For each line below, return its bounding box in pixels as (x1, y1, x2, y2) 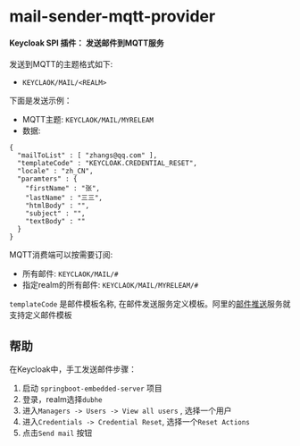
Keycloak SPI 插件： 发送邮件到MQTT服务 (9, 38, 165, 48)
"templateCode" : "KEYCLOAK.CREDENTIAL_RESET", (17, 159, 198, 168)
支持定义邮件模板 (9, 310, 72, 321)
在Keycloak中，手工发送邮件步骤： (9, 364, 137, 374)
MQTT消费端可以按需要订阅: (9, 249, 113, 260)
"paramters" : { (17, 174, 78, 184)
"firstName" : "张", (25, 184, 101, 193)
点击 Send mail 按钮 (21, 427, 93, 439)
